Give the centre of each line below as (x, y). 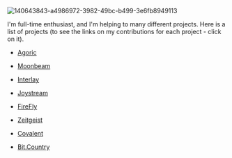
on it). (16, 39)
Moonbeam (34, 66)
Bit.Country (33, 147)
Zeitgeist (30, 120)
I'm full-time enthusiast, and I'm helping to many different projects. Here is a (116, 24)
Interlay (28, 79)
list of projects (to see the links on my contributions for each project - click (114, 32)
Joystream (33, 93)
